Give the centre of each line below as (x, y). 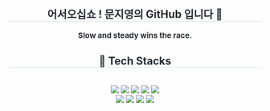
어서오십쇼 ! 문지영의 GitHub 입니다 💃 (135, 14)
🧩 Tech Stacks (135, 62)
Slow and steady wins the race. (135, 35)
